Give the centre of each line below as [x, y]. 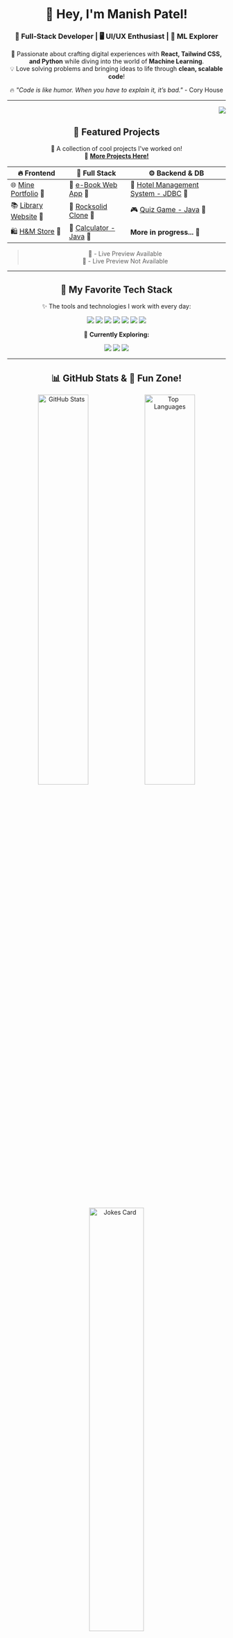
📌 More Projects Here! [116, 156]
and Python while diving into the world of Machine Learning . [116, 61]
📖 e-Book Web [93, 185]
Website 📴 [27, 217]
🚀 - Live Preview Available [125, 254]
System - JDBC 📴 [159, 194]
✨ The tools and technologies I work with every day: [116, 306]
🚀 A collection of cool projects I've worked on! [116, 149]
